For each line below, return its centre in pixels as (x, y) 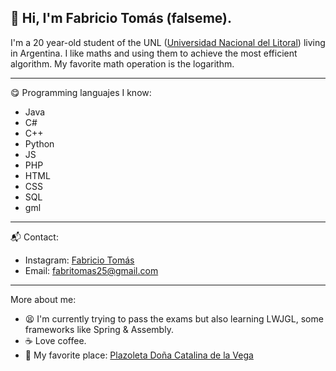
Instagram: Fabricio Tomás (79, 260)
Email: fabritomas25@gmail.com (91, 270)
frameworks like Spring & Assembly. (99, 329)
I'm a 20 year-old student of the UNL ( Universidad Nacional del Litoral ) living (168, 42)
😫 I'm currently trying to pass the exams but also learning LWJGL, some (174, 318)
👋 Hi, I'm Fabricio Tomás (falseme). (121, 18)
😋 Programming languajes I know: (81, 92)
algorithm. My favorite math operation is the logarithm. (122, 63)
